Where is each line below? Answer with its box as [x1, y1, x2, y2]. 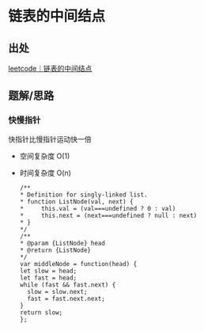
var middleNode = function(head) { [19, 260, 138, 268]
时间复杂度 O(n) [19, 168, 71, 177]
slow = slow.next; [27, 287, 88, 295]
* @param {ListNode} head [19, 239, 105, 247]
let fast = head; [19, 274, 77, 282]
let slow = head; [19, 267, 77, 275]
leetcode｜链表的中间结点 [8, 64, 93, 73]
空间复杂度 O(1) [19, 151, 70, 161]
